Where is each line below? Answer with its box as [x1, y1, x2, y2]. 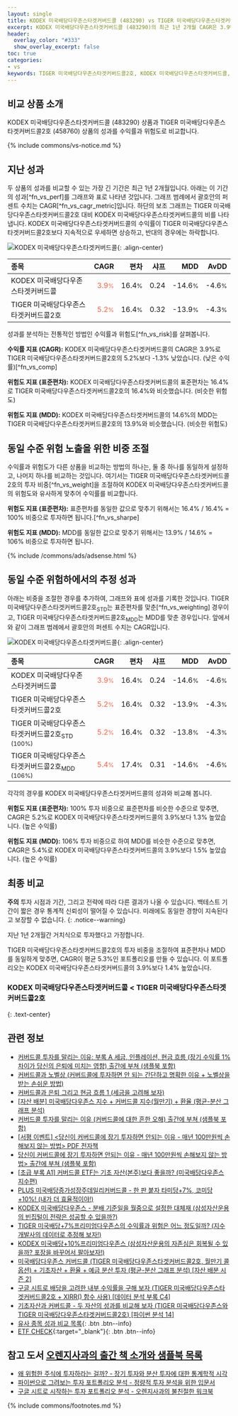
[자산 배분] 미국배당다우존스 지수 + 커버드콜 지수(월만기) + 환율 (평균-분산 [17, 1097, 222, 1106]
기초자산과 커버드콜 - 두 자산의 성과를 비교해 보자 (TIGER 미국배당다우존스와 [17, 1301, 228, 1309]
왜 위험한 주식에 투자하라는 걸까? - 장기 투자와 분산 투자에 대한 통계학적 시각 [17, 1369, 228, 1378]
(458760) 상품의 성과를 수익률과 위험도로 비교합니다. [52, 127, 200, 136]
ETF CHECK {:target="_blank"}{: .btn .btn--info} [17, 1326, 156, 1336]
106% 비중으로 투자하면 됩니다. [7, 537, 94, 546]
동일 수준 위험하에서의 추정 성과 [7, 573, 137, 586]
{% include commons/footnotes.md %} [7, 1401, 122, 1410]
